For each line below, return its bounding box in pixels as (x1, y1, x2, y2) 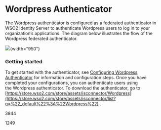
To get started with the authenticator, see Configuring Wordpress (5, 69, 138, 75)
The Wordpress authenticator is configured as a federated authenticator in (5, 20, 157, 26)
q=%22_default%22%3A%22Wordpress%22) (5, 101, 99, 107)
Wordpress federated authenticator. (5, 36, 78, 42)
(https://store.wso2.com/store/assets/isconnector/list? (5, 95, 116, 102)
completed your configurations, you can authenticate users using (5, 80, 138, 86)
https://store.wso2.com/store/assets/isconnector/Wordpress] (6, 90, 132, 96)
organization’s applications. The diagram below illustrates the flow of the (5, 30, 153, 36)
